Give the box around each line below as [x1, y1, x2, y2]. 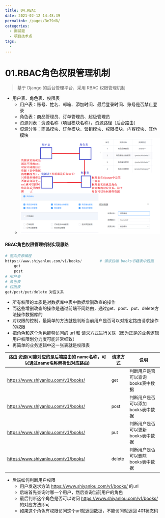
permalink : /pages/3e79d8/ [5, 18, 60, 23]
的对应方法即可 [19, 501, 50, 507]
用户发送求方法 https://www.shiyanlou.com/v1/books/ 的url [19, 483, 139, 489]
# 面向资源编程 [5, 253, 32, 258]
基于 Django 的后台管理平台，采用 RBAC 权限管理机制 [17, 85, 126, 90]
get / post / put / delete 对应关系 [5, 289, 64, 294]
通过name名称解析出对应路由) [28, 360, 90, 366]
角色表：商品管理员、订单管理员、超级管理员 [19, 114, 110, 119]
